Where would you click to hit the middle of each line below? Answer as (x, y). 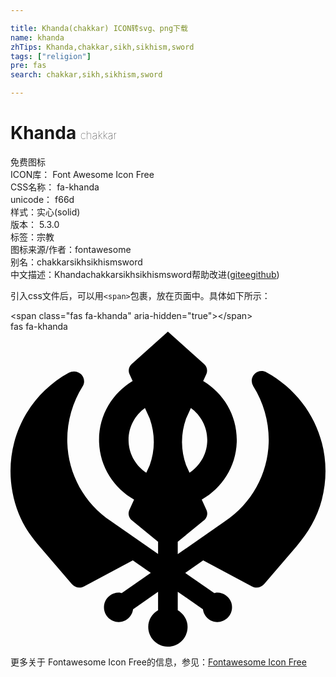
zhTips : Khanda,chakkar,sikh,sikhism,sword (102, 47)
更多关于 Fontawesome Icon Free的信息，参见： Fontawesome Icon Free (158, 662)
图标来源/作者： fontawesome (71, 249)
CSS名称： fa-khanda (55, 187)
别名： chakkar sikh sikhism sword (76, 262)
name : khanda (37, 37)
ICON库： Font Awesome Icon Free (82, 174)
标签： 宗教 (32, 237)
